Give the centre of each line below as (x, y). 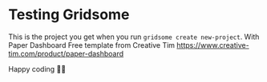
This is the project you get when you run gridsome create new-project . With (134, 37)
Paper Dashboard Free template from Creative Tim (91, 45)
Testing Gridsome (69, 15)
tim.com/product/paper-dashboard (66, 53)
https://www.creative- (213, 45)
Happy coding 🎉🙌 (37, 68)
